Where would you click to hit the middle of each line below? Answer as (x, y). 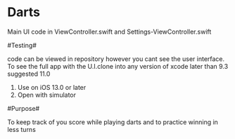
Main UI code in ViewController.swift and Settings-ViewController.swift (109, 32)
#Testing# (22, 45)
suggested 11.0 (29, 74)
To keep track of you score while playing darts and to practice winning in (113, 122)
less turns (22, 129)
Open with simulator (46, 95)
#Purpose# (24, 108)
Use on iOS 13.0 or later (52, 87)
